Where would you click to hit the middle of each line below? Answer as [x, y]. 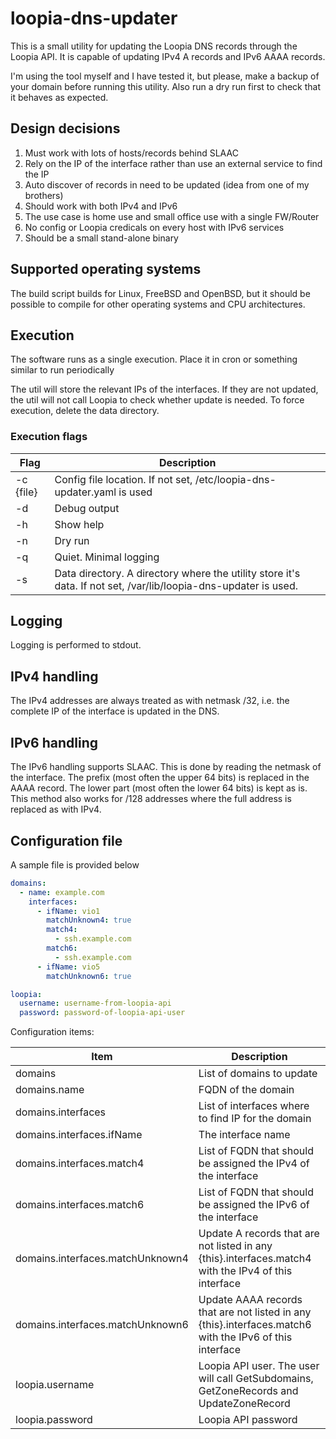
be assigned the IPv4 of [254, 1164]
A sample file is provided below [75, 864]
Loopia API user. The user [259, 1366]
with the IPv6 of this [245, 1337]
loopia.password [54, 1420]
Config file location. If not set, [123, 479]
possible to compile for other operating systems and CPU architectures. [158, 304]
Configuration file [66, 840]
